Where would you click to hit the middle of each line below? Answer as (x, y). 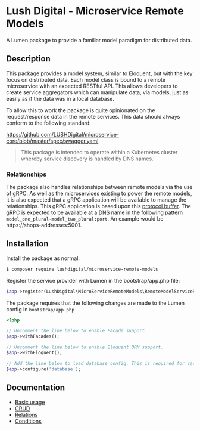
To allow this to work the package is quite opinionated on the (81, 110)
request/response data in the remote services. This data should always (93, 116)
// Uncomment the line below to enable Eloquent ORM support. (85, 347)
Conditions (28, 421)
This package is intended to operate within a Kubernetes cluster (99, 152)
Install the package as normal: (43, 258)
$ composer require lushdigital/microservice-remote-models (82, 269)
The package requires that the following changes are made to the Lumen (96, 303)
